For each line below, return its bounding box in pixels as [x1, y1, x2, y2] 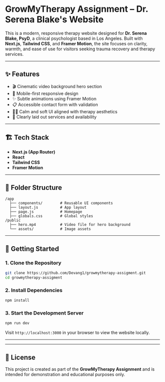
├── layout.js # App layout [9, 205, 87, 210]
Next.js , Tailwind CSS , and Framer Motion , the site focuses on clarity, [5, 40, 148, 46]
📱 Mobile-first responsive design [12, 90, 79, 96]
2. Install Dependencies [5, 286, 63, 293]
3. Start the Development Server [5, 309, 84, 316]
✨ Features [5, 70, 40, 78]
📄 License [5, 353, 36, 361]
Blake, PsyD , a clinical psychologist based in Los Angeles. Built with [5, 35, 143, 41]
